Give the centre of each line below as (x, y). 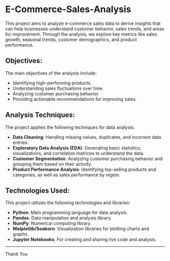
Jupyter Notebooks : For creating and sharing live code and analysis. (84, 240)
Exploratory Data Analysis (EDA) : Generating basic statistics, (77, 147)
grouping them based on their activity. (52, 164)
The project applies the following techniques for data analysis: (70, 127)
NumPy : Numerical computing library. (52, 223)
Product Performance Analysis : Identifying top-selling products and (84, 169)
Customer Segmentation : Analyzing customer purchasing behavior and (88, 159)
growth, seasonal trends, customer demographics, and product (71, 40)
